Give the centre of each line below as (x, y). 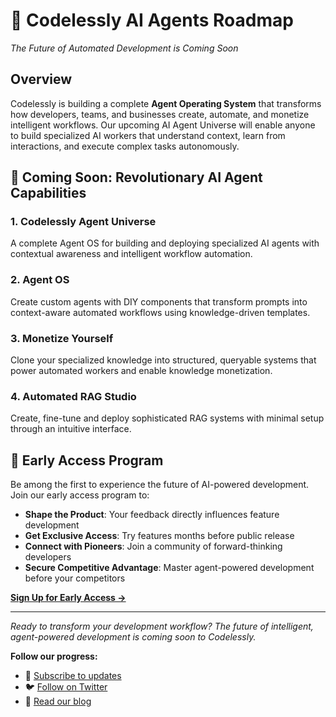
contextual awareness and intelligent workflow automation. (131, 254)
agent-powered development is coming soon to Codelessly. (133, 637)
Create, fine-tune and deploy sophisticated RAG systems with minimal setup (167, 418)
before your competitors (75, 578)
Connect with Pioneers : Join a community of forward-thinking (153, 546)
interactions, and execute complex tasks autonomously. (125, 146)
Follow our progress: (54, 656)
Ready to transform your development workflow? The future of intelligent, (162, 626)
